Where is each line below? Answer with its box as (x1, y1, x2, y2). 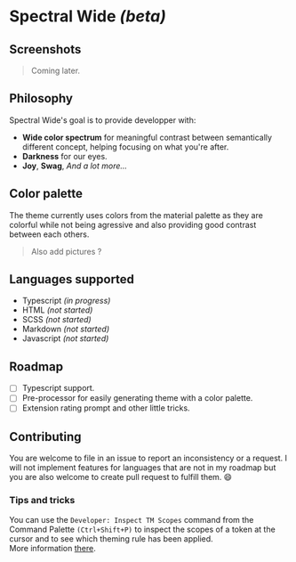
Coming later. (30, 65, 81, 76)
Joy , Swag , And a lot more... (21, 160, 127, 171)
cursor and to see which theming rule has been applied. (9, 533, 213, 544)
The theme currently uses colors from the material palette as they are (9, 209, 264, 220)
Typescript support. (21, 383, 95, 394)
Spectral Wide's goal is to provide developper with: (9, 114, 196, 126)
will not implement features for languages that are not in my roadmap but (9, 462, 276, 473)
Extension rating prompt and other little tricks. (21, 403, 190, 413)
